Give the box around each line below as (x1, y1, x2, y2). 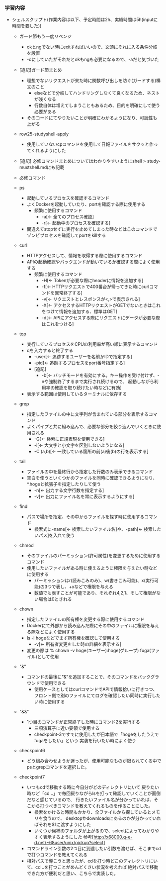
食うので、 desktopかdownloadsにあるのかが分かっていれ (43, 815, 162, 821)
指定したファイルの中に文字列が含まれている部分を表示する (26, 411, 149, 417)
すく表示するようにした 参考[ (34, 834, 94, 840)
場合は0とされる (38, 596, 73, 602)
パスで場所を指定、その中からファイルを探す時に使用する (26, 514, 145, 520)
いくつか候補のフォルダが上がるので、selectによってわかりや (34, 828, 160, 834)
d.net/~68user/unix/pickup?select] (34, 840, 105, 846)
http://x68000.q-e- (93, 834, 133, 840)
